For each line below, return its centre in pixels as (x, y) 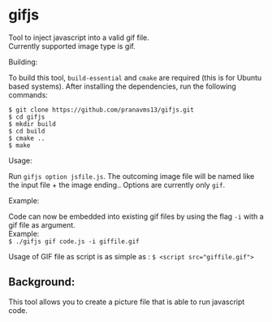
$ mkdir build (32, 124)
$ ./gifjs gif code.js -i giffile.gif (74, 241)
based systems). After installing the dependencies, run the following (123, 86)
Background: (42, 282)
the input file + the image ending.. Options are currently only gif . (117, 185)
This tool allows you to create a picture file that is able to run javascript (127, 302)
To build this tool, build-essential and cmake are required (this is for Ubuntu (135, 77)
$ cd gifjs (27, 117)
